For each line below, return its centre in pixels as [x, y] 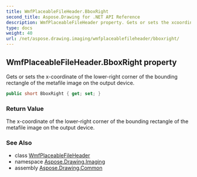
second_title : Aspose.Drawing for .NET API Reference [73, 17]
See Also [19, 142]
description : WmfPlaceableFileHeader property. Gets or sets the [87, 22]
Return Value [25, 108]
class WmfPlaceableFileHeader [52, 155]
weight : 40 [19, 33]
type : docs [19, 28]
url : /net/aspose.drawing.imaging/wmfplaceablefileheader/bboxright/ [93, 39]
